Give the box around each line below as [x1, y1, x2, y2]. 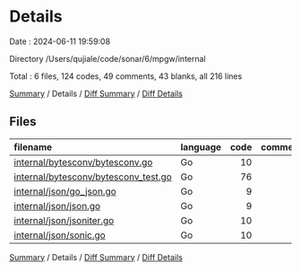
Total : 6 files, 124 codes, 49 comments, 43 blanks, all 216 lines [9, 70, 243, 82]
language [180, 141, 222, 153]
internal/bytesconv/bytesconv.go [13, 155, 153, 168]
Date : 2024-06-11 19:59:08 [9, 36, 110, 47]
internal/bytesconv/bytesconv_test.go [13, 170, 172, 183]
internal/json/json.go [13, 199, 101, 212]
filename [13, 141, 53, 153]
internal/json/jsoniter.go [13, 214, 115, 226]
